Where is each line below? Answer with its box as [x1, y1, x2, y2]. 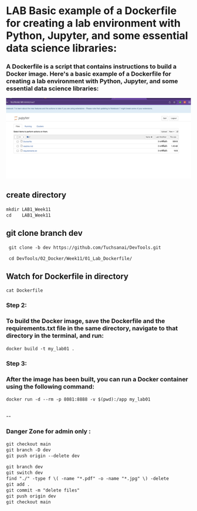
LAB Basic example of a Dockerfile [6, 4, 177, 18]
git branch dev [6, 464, 43, 470]
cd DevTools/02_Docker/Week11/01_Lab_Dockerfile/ [8, 255, 133, 262]
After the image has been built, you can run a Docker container [6, 375, 189, 383]
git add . [6, 482, 30, 488]
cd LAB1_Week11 [6, 212, 51, 218]
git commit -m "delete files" [6, 488, 80, 493]
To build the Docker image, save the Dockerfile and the [6, 317, 165, 325]
